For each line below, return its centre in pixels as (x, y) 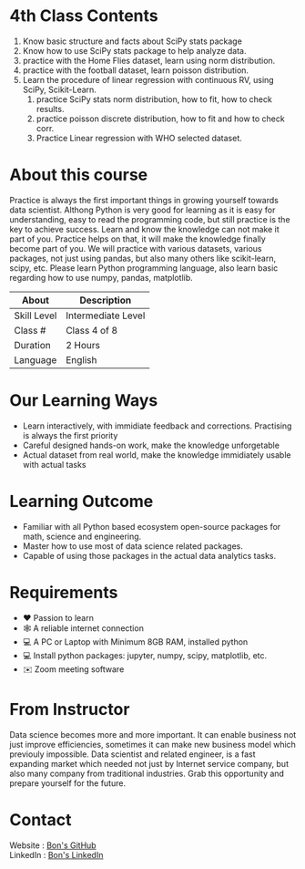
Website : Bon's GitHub (53, 845)
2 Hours (83, 345)
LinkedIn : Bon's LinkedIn (56, 854)
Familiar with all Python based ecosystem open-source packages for (152, 526)
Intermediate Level (105, 316)
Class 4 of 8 (91, 330)
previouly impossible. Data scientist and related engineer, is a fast (132, 754)
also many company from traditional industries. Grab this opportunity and (147, 773)
